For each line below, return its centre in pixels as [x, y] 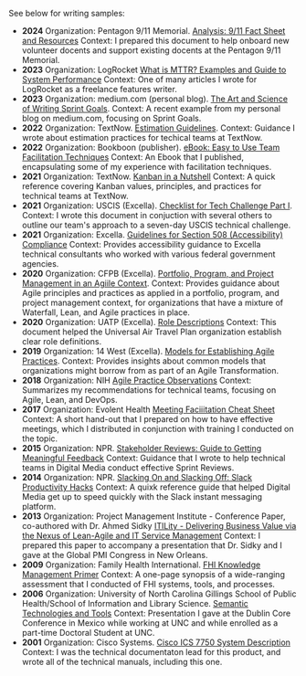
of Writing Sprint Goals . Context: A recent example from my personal [151, 108]
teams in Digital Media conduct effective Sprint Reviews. [128, 468]
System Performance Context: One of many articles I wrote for [139, 79]
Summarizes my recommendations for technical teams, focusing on [149, 390]
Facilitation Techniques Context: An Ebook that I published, [132, 157]
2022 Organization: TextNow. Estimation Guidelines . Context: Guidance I [158, 128]
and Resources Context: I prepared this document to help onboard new [155, 41]
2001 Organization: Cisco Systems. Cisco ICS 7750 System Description [156, 642]
